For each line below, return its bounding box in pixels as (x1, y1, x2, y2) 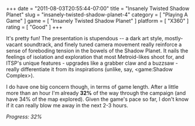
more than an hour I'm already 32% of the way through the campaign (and (6, 90, 186, 96)
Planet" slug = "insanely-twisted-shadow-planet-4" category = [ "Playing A (6, 11, 189, 18)
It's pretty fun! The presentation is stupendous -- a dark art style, (6, 35, 164, 41)
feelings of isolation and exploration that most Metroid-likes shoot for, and (6, 54, 184, 60)
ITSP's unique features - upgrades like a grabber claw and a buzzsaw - (6, 60, 179, 66)
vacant (6, 41, 23, 48)
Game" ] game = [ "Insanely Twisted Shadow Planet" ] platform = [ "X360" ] (6, 17, 189, 24)
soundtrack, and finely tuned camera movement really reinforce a (23, 41, 182, 48)
